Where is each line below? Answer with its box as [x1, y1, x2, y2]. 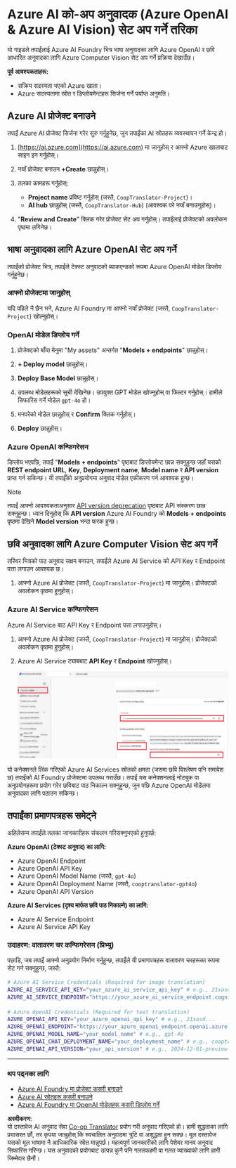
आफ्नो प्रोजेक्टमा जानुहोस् [7, 288, 70, 298]
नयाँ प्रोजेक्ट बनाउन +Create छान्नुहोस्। [17, 164, 110, 173]
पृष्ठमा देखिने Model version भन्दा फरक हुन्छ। [7, 517, 119, 526]
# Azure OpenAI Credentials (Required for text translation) [7, 1008, 190, 1015]
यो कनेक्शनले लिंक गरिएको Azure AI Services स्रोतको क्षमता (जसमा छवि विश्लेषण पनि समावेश [7, 765, 224, 774]
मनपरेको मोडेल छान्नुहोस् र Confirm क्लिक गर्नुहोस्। [17, 410, 136, 419]
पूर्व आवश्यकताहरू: [7, 67, 49, 76]
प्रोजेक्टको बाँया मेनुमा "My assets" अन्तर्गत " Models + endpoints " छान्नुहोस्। [17, 346, 209, 354]
